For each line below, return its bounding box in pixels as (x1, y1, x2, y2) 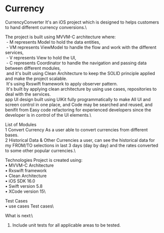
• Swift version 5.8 (5, 183, 43, 189)
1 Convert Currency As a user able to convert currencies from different (5, 127, 148, 132)
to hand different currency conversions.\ (5, 24, 87, 30)
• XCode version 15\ (5, 188, 46, 194)
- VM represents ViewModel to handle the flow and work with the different (6, 44, 157, 50)
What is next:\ (5, 212, 33, 218)
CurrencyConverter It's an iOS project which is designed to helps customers (5, 19, 160, 25)
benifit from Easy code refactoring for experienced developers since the (5, 106, 151, 113)
